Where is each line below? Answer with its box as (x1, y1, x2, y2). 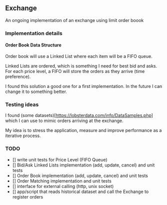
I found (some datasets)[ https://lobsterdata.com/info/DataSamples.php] (5, 112, 153, 118)
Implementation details (5, 29, 62, 36)
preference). (5, 73, 31, 79)
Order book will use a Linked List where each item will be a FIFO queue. (5, 53, 152, 59)
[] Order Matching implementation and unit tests (12, 177, 111, 184)
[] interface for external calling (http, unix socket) (12, 183, 114, 189)
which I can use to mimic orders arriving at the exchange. (5, 117, 123, 124)
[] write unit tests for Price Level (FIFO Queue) (12, 156, 107, 162)
